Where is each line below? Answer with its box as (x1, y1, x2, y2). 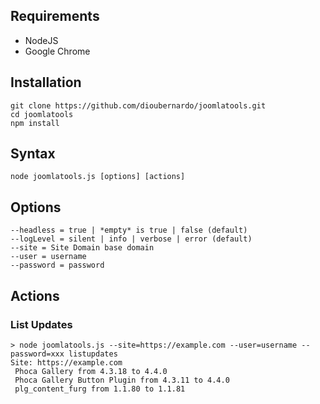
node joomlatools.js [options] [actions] (10, 172, 186, 182)
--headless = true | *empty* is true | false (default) (10, 225, 248, 236)
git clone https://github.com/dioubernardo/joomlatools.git (10, 100, 267, 111)
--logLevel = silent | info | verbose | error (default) (10, 234, 253, 244)
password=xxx (10, 349, 65, 359)
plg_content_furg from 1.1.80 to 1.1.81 (14, 384, 186, 394)
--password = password (10, 260, 105, 271)
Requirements (10, 8, 100, 25)
